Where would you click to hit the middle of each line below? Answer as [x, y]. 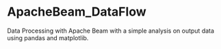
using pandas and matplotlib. [48, 37]
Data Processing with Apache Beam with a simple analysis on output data [110, 31]
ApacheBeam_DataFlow [77, 12]
